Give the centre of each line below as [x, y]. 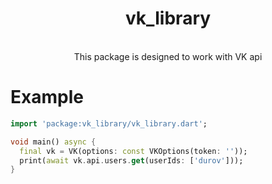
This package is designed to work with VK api [168, 56]
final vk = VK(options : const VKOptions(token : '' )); [133, 151]
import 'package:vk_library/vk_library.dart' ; [109, 123]
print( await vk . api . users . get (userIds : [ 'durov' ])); [131, 160]
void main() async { [53, 142]
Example [47, 97]
